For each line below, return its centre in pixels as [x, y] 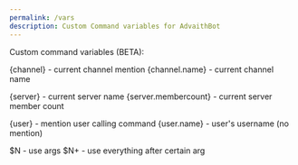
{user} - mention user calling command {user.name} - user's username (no [149, 124]
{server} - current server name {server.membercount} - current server [141, 96]
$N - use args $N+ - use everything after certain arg [107, 151]
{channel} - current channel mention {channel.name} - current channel [142, 69]
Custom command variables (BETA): [77, 51]
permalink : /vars [42, 18]
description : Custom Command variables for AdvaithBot [115, 26]
